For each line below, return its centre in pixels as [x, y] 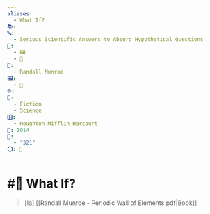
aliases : [20, 14]
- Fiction [27, 104]
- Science [27, 110]
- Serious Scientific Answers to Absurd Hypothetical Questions [108, 40]
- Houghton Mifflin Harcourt [56, 123]
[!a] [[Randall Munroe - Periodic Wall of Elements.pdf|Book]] [111, 203]
